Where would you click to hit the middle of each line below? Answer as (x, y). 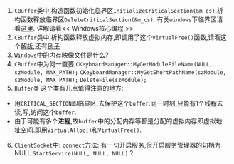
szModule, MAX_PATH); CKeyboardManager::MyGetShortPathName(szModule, (120, 73)
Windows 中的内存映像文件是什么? (61, 55)
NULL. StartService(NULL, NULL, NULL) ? (74, 153)
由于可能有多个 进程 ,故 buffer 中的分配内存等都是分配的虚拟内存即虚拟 (115, 121)
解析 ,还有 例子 (40, 46)
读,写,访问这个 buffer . (45, 112)
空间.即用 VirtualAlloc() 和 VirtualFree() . (81, 130)
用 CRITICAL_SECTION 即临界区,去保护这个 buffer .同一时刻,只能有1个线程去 (119, 103)
